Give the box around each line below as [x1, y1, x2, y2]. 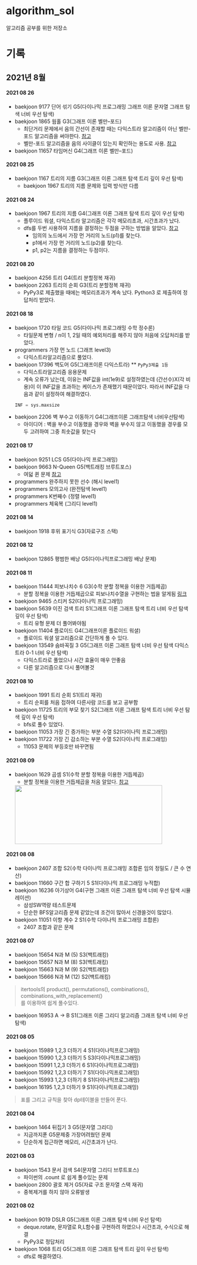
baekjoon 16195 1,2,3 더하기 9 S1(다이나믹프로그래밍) [14, 1084, 139, 1091]
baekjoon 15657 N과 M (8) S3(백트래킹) [14, 958, 109, 966]
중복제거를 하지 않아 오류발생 [23, 1188, 90, 1196]
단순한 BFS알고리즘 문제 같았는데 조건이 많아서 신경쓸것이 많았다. [23, 908, 173, 916]
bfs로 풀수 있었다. [23, 721, 65, 728]
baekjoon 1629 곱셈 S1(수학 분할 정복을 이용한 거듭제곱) [14, 771, 144, 778]
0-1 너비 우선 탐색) [25, 649, 69, 656]
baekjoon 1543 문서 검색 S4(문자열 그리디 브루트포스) [14, 1166, 139, 1173]
